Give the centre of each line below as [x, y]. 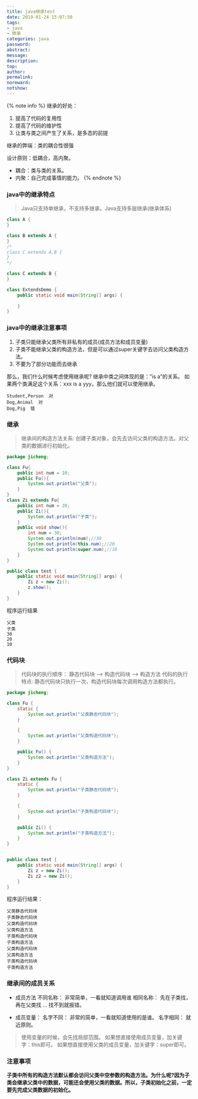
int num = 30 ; [45, 533]
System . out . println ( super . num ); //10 [73, 549]
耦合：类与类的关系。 [41, 170]
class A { [19, 220]
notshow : [17, 88]
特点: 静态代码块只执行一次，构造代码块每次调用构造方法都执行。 [100, 682]
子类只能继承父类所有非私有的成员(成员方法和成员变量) [82, 341]
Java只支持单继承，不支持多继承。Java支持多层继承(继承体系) [96, 208]
